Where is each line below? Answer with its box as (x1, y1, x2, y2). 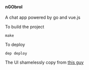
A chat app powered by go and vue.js (5, 14, 81, 20)
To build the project (5, 24, 44, 30)
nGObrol (5, 4, 23, 10)
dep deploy (5, 51, 27, 56)
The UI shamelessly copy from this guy (5, 59, 84, 65)
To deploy (5, 42, 25, 48)
